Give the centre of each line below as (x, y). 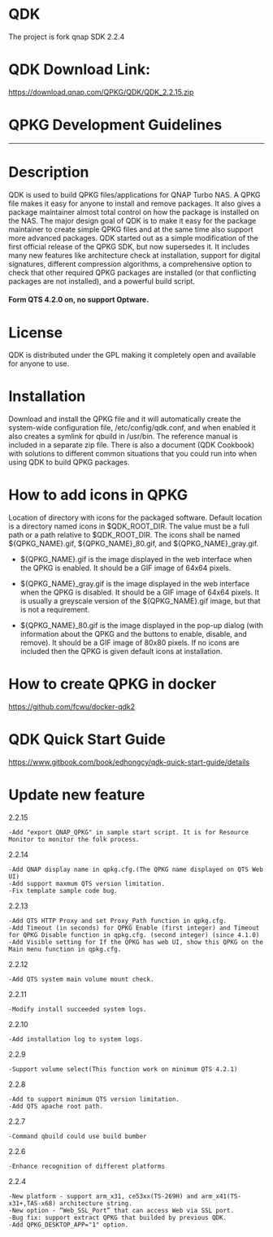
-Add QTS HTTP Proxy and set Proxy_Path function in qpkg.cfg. (118, 921)
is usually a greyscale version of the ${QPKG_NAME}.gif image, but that (141, 601)
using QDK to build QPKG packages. (69, 462)
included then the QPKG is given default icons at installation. (121, 651)
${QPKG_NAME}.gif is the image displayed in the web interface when (136, 560)
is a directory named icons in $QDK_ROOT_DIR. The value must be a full (129, 526)
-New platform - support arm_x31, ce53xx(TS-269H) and (103, 1196)
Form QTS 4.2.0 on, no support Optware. (79, 300)
